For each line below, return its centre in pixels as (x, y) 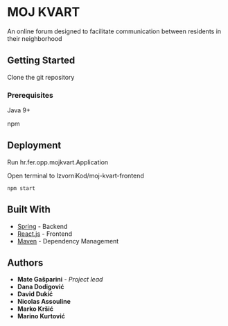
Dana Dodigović (41, 287)
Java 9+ (19, 110)
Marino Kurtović (41, 316)
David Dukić (35, 294)
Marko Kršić (35, 309)
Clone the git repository (41, 77)
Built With (29, 210)
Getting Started (41, 61)
